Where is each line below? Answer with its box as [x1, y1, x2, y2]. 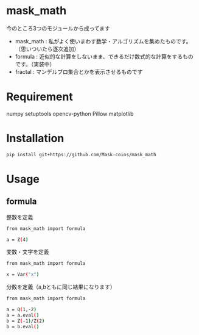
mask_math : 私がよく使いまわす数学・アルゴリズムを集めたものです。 [15, 37, 192, 45]
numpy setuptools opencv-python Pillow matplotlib [6, 110, 134, 117]
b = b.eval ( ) [6, 323, 40, 330]
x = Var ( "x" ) [6, 272, 40, 278]
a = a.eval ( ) [6, 312, 40, 318]
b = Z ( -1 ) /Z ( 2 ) [6, 318, 45, 324]
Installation [6, 132, 65, 145]
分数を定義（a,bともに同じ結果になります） [6, 283, 116, 290]
